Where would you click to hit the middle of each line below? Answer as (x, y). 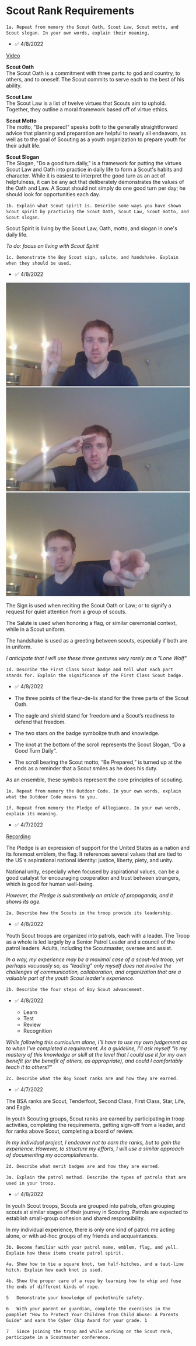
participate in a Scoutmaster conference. (58, 1338)
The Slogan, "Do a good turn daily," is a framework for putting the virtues (94, 163)
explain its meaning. (32, 814)
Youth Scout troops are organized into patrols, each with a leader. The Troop (98, 936)
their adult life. (23, 145)
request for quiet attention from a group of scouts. (66, 612)
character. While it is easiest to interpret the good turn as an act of (86, 175)
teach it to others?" (29, 1067)
